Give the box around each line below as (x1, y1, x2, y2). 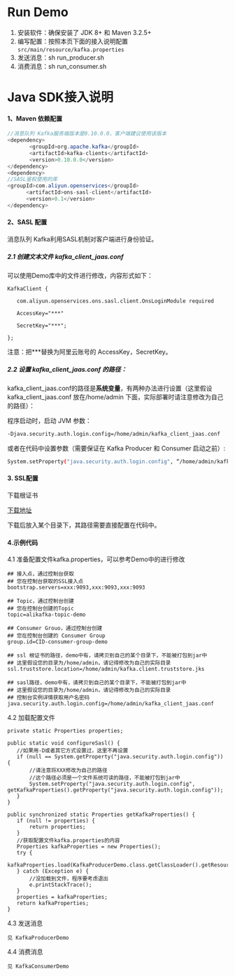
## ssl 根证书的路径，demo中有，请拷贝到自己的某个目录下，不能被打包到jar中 (7, 652, 208, 660)
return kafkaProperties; (16, 900, 90, 907)
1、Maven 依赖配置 (7, 114, 63, 123)
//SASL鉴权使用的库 (7, 176, 58, 183)
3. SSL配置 (7, 474, 38, 483)
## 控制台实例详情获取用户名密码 (7, 694, 90, 702)
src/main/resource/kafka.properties (17, 46, 124, 53)
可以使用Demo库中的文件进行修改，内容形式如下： (7, 272, 153, 279)
